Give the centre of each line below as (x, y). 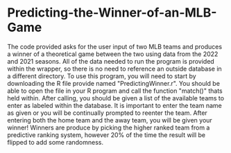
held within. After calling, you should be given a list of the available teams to (115, 98)
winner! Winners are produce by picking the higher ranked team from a (109, 127)
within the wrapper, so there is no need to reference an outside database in (114, 69)
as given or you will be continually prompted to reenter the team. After (108, 113)
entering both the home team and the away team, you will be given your (110, 120)
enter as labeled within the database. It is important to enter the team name (114, 105)
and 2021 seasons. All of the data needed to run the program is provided (111, 61)
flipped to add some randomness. (55, 142)
